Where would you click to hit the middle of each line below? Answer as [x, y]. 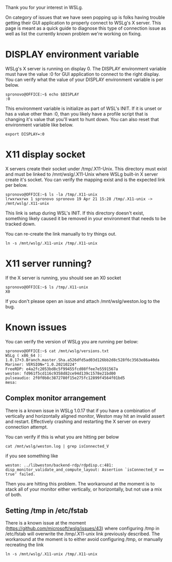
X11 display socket [45, 155]
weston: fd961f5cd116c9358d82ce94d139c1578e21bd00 [61, 373]
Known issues [36, 327]
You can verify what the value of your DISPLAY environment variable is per [84, 80]
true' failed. [21, 474]
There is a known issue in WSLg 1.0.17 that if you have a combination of [81, 411]
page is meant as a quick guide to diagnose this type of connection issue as [86, 28]
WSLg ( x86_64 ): [24, 355]
